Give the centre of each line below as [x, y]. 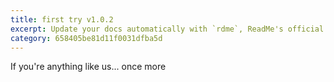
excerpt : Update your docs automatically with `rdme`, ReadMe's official [167, 29]
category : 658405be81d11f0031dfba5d [86, 38]
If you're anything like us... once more [88, 67]
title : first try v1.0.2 [62, 19]
